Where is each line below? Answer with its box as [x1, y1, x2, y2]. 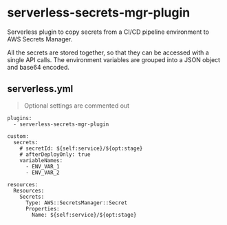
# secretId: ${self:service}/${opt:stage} [19, 145, 143, 152]
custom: [7, 133, 30, 139]
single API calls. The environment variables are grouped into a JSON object [7, 55, 221, 63]
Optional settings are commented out [23, 101, 129, 110]
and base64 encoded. [7, 63, 70, 71]
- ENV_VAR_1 [25, 163, 60, 170]
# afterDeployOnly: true [19, 150, 91, 158]
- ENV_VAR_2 [25, 169, 60, 176]
